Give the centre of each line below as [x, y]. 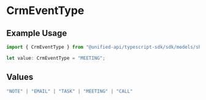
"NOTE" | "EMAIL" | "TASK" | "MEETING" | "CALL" [70, 91]
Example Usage [37, 33]
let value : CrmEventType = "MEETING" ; [56, 58]
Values [20, 77]
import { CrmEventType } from [45, 47]
